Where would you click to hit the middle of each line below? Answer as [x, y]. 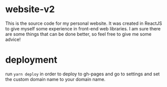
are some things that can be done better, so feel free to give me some [78, 34]
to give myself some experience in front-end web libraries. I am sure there [83, 28]
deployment [31, 60]
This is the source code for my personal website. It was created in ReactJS [84, 23]
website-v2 [30, 9]
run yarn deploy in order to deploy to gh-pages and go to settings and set [82, 74]
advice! [13, 39]
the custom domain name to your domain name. [55, 79]
